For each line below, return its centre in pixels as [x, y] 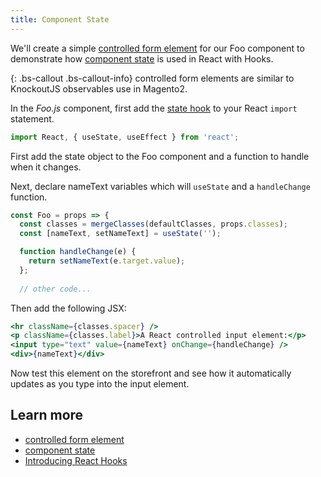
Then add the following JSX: [68, 308]
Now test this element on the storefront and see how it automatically [151, 373]
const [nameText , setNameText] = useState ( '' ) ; [120, 234]
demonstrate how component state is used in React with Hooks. [142, 58]
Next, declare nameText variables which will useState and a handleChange [160, 186]
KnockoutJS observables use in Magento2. [99, 88]
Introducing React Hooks [76, 460]
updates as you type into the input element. [100, 384]
